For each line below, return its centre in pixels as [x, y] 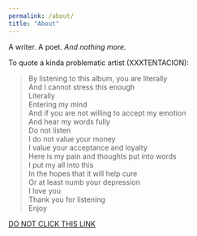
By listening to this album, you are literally [98, 78]
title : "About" [34, 24]
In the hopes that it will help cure [83, 173]
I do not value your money [72, 138]
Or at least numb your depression [84, 182]
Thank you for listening [66, 199]
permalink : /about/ [41, 16]
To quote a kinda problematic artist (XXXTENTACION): [98, 63]
